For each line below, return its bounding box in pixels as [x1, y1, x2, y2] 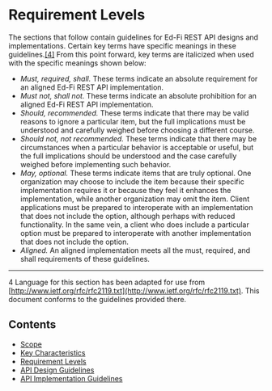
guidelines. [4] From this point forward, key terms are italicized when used [8, 49, 255, 59]
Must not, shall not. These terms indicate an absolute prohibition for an [19, 90, 257, 100]
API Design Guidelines [19, 365, 95, 375]
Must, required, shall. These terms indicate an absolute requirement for [19, 74, 258, 83]
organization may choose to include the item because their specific [19, 176, 244, 187]
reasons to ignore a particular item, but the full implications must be [19, 116, 246, 126]
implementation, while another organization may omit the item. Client [19, 194, 249, 204]
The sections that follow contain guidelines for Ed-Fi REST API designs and [8, 32, 259, 42]
